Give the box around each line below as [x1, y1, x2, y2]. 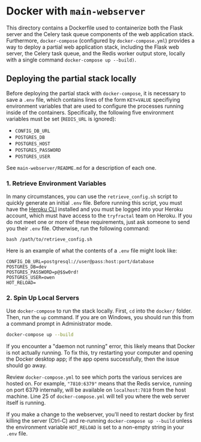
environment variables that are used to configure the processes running [6, 102, 184, 110]
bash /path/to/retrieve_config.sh [6, 237, 93, 243]
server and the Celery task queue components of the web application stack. [6, 30, 194, 37]
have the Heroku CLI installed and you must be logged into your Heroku [6, 206, 183, 213]
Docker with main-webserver [6, 4, 146, 18]
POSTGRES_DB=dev [6, 264, 47, 270]
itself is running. [6, 399, 46, 406]
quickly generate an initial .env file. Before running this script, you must [6, 199, 182, 207]
